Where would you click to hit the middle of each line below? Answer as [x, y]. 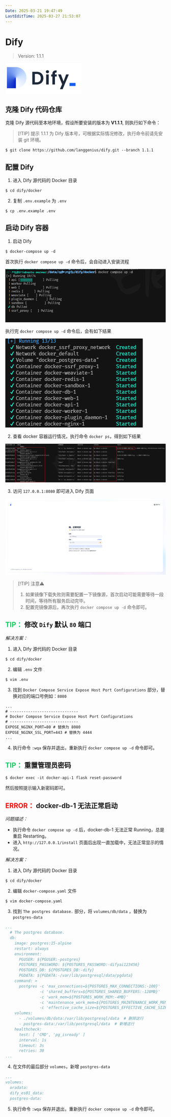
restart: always [32, 949]
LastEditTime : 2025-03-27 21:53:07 [43, 16]
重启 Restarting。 [31, 836]
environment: [28, 954]
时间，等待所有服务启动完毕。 [56, 601]
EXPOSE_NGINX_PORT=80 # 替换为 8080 [43, 727]
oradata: [19, 1087]
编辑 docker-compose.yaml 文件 [45, 891]
